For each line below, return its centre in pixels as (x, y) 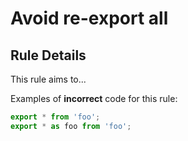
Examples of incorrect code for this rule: (94, 98)
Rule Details (48, 55)
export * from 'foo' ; (55, 117)
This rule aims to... (48, 79)
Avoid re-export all (89, 18)
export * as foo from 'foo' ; (71, 126)
